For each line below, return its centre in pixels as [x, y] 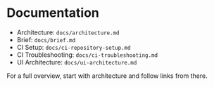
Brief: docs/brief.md [46, 39]
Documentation [53, 13]
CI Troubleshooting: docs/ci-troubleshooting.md [87, 55]
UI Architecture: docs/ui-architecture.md [77, 62]
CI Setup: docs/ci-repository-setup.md [74, 47]
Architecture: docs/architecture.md [68, 32]
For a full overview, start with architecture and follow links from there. [107, 76]
